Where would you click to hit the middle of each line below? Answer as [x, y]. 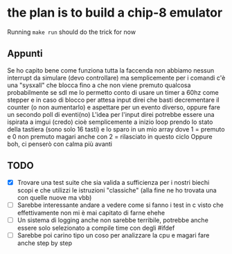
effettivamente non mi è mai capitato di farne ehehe [91, 212]
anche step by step [45, 243]
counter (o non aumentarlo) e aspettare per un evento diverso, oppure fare [114, 107]
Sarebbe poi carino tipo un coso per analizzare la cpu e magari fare [113, 235]
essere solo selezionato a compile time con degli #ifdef [96, 228]
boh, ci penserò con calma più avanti [60, 144]
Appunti [25, 54]
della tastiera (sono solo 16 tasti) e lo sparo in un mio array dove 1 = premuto [116, 129]
